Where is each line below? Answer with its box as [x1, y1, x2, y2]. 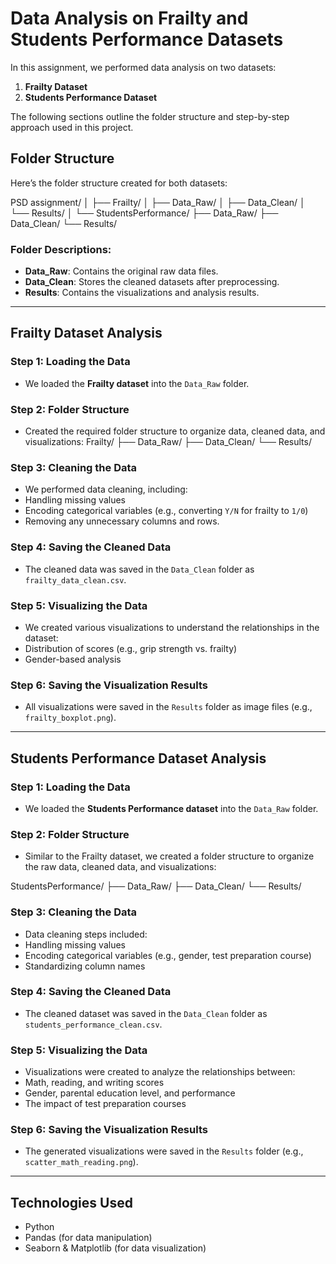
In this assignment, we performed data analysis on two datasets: [10, 61, 277, 73]
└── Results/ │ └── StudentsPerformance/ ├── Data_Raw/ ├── [10, 207, 279, 219]
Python [24, 1221, 55, 1233]
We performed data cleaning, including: [24, 483, 188, 496]
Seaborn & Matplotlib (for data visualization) [24, 1242, 207, 1254]
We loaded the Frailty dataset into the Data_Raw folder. [24, 377, 250, 389]
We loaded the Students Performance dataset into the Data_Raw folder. [24, 802, 319, 814]
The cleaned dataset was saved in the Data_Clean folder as [24, 1007, 268, 1019]
